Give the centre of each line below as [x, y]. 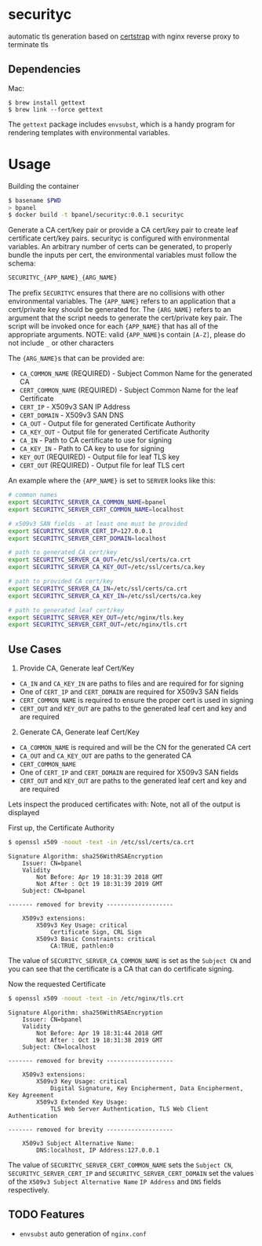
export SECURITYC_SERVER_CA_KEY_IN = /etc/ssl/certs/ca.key [105, 596]
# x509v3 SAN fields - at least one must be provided [98, 524]
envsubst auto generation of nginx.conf [83, 1233]
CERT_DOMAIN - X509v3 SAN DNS [71, 415]
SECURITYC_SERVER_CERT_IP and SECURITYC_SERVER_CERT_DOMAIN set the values [131, 1173]
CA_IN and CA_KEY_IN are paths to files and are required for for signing [131, 684]
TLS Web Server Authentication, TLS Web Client [129, 1109]
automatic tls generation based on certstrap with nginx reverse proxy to [124, 36]
